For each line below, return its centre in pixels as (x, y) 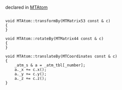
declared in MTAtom (27, 7)
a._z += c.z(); (31, 78)
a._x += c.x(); (31, 70)
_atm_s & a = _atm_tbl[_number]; (50, 65)
